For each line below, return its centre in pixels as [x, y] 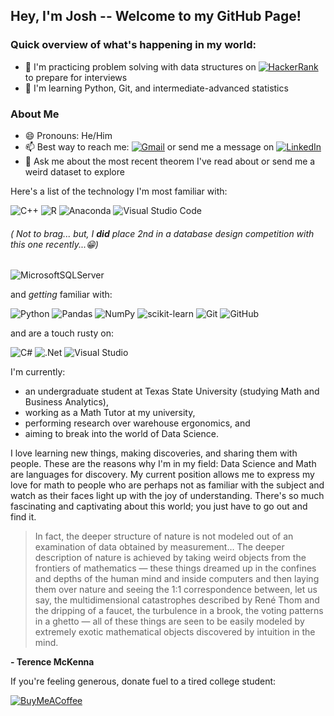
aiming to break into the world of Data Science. [121, 434]
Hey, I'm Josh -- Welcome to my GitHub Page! [156, 16]
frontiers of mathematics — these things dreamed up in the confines [175, 568]
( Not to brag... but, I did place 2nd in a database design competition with [162, 233]
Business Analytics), [66, 402]
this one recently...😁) [54, 244]
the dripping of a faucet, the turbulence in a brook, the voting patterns [179, 611]
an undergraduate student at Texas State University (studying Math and [172, 391]
